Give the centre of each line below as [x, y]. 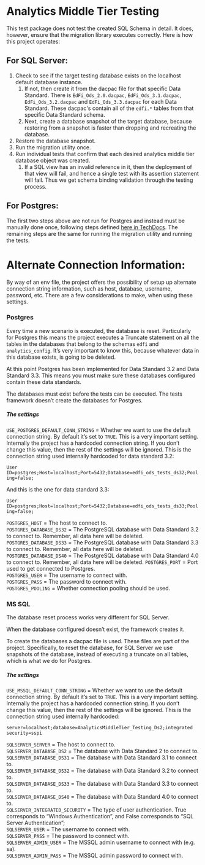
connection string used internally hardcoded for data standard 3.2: [90, 456]
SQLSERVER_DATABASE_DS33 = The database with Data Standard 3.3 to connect [102, 784]
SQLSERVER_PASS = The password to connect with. [68, 836]
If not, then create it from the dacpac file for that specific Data [102, 88]
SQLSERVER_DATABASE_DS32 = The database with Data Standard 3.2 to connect [102, 771]
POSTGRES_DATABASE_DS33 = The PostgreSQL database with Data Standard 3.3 [102, 542]
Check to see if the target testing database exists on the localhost [98, 76]
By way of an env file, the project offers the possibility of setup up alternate [102, 282]
